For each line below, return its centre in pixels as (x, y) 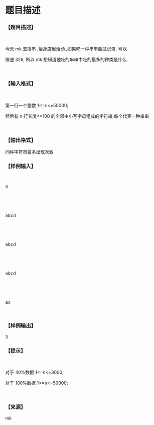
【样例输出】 (21, 326)
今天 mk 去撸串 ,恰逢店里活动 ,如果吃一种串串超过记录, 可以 (66, 49)
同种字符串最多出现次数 (29, 152)
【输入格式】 (21, 83)
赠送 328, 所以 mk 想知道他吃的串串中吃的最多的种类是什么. (67, 60)
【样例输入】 (21, 166)
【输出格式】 (21, 140)
